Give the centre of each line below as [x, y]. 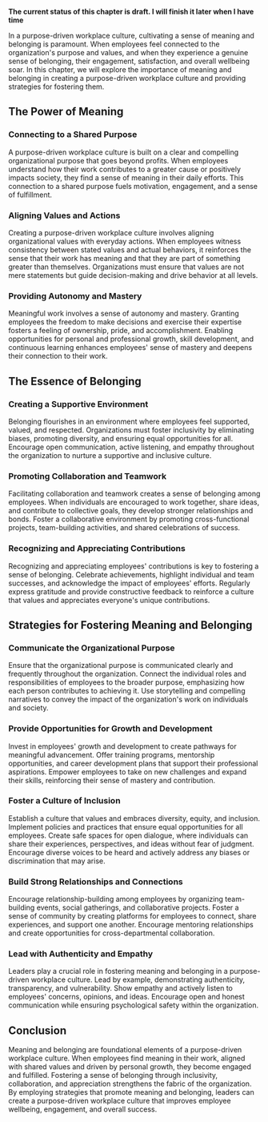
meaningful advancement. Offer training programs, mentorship [112, 754]
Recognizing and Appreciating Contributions [97, 549]
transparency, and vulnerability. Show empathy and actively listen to [121, 988]
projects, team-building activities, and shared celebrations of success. [124, 528]
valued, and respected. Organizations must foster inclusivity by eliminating [131, 430]
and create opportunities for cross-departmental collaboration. [112, 933]
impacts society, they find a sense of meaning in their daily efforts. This [126, 177]
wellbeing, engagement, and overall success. [83, 1109]
